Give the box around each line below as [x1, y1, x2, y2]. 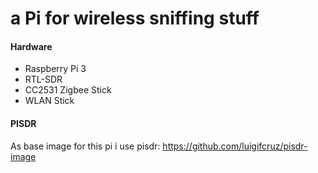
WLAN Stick [24, 95, 75, 107]
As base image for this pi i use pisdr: [10, 140, 161, 152]
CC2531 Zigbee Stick [24, 84, 112, 96]
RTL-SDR [24, 73, 63, 86]
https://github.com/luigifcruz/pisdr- [162, 140, 308, 152]
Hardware [10, 40, 53, 52]
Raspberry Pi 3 [24, 63, 87, 75]
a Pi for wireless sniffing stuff [10, 7, 260, 30]
